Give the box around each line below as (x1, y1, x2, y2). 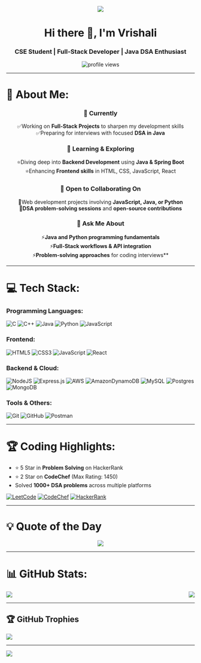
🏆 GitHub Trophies (6, 615, 80, 625)
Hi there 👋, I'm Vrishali (44, 26, 157, 40)
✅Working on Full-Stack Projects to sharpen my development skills (17, 123, 184, 130)
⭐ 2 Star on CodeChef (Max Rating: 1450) (14, 473, 118, 481)
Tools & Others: (6, 398, 52, 407)
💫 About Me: (6, 87, 69, 101)
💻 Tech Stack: (6, 282, 80, 295)
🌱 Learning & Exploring (66, 144, 135, 152)
